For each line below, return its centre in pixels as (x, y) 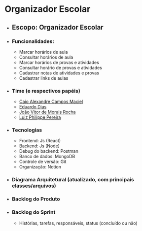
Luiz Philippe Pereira (40, 117)
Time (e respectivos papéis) (46, 91)
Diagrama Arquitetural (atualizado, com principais (73, 180)
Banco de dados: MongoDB (47, 157)
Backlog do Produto (36, 199)
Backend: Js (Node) (39, 146)
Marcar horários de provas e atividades (59, 62)
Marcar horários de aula (43, 52)
